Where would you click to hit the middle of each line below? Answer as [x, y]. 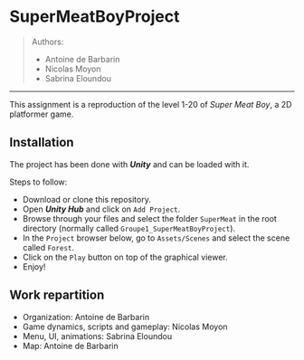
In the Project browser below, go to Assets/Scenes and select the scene [156, 238]
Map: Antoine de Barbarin [71, 346]
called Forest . [48, 247]
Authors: [47, 42]
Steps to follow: [38, 182]
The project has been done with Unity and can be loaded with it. [129, 164]
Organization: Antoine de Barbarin [86, 317]
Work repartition [57, 295]
